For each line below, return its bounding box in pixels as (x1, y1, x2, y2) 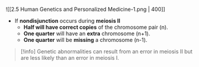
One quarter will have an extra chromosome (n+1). (23, 30, 151, 37)
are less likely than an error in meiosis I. (20, 54, 119, 61)
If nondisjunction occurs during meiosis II (14, 17, 120, 24)
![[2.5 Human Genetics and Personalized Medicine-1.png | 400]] (5, 6, 166, 13)
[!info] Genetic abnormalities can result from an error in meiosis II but (20, 48, 193, 55)
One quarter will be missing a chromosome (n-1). (23, 36, 148, 43)
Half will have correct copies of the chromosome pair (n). (23, 24, 169, 31)
